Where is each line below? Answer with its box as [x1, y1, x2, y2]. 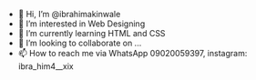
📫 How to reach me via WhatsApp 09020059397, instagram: [17, 48, 248, 58]
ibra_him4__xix [17, 61, 75, 72]
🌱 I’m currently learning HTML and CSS [17, 28, 166, 38]
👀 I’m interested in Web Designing [17, 18, 146, 29]
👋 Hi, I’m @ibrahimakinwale [17, 9, 121, 19]
